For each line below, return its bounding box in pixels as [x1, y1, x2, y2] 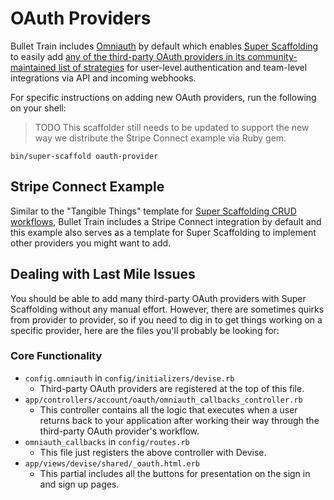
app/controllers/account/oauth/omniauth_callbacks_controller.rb [24, 395, 303, 405]
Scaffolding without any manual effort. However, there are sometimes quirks [10, 303, 325, 315]
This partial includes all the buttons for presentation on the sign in [39, 467, 311, 479]
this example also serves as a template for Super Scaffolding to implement [10, 226, 317, 238]
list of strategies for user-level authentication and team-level [58, 61, 308, 73]
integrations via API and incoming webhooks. [10, 72, 197, 84]
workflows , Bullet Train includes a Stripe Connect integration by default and [10, 215, 322, 227]
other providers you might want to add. [10, 237, 172, 249]
